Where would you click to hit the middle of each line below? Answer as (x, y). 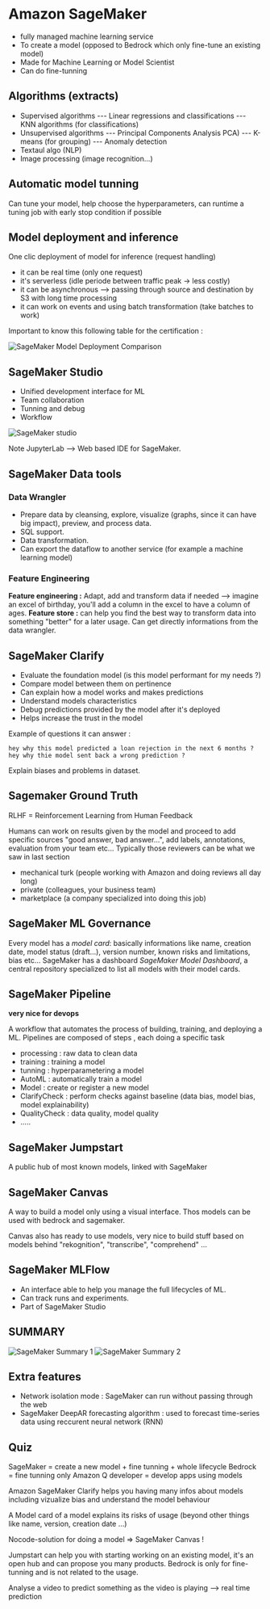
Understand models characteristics (78, 700)
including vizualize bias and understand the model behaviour (110, 1500)
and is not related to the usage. (87, 1573)
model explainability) (54, 1105)
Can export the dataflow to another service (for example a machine (131, 548)
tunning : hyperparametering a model (82, 1070)
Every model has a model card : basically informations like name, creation (130, 943)
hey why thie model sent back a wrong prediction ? (97, 755)
